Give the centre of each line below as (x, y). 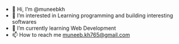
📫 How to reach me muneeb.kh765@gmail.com (71, 35)
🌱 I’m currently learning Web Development (64, 28)
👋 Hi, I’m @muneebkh (38, 9)
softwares (24, 22)
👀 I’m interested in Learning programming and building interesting (92, 15)
